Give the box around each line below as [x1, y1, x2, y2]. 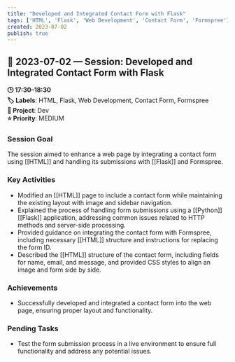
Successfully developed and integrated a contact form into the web [17, 298, 212, 307]
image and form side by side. [17, 265, 101, 274]
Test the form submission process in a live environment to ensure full [17, 340, 217, 348]
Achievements [7, 283, 58, 293]
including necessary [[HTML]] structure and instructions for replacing [17, 235, 218, 244]
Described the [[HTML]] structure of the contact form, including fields [17, 250, 219, 259]
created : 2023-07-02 [7, 23, 68, 30]
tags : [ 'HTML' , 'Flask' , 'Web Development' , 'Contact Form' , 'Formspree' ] [7, 17, 230, 24]
